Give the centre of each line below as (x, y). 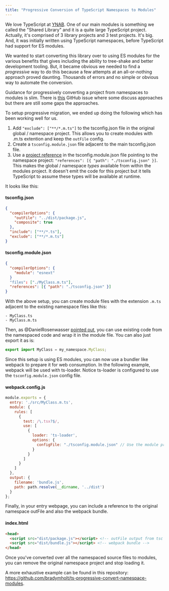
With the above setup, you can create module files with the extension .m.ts (83, 301)
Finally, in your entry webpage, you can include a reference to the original (81, 506)
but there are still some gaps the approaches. (52, 103)
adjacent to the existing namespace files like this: (56, 307)
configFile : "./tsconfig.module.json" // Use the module (98, 445)
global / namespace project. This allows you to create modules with (82, 133)
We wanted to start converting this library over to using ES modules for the (82, 56)
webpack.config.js (25, 387)
